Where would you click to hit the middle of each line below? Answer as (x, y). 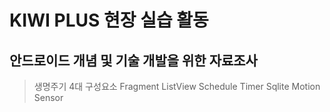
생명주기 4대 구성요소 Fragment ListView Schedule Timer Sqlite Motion (177, 86)
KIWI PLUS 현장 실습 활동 (109, 20)
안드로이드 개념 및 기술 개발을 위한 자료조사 (133, 60)
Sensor (48, 97)
